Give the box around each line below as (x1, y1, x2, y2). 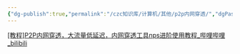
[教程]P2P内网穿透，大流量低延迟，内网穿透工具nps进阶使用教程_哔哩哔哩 (7, 31, 226, 39)
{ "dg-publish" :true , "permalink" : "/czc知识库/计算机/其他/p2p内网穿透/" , (7, 10, 216, 18)
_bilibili (7, 38, 27, 47)
